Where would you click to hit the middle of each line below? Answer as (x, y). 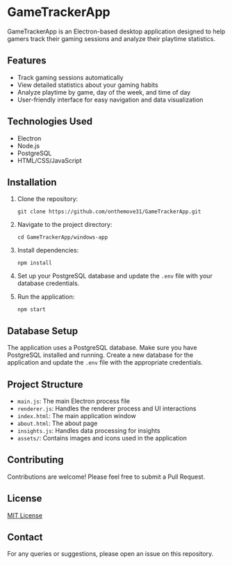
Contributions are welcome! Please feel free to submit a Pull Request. (106, 477)
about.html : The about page (57, 423)
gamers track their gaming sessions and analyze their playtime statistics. (111, 38)
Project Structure (45, 384)
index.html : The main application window (77, 416)
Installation (32, 182)
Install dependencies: (48, 250)
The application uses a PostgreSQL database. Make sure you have (102, 348)
